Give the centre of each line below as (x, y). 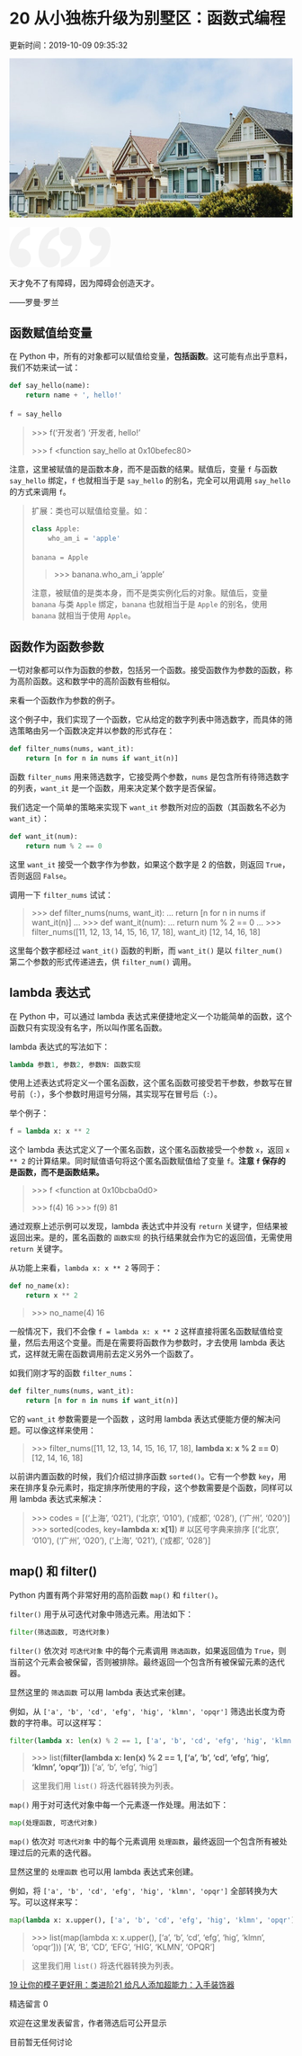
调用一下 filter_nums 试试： (62, 894)
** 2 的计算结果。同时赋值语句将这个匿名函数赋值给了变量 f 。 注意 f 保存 (144, 1161)
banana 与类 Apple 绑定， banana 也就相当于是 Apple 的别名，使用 (149, 605)
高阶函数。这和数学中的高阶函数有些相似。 (96, 681)
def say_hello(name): (50, 386)
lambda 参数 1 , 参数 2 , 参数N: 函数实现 (75, 1064)
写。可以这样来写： (45, 1902)
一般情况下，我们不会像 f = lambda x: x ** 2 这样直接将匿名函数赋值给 (142, 1332)
